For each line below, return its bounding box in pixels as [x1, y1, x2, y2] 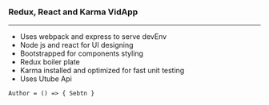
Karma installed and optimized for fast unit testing [19, 66, 185, 76]
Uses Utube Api [19, 74, 72, 84]
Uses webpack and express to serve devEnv [19, 32, 167, 41]
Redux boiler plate [19, 57, 80, 67]
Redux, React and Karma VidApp [8, 6, 139, 17]
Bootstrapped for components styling [19, 49, 144, 58]
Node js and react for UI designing [19, 41, 134, 50]
